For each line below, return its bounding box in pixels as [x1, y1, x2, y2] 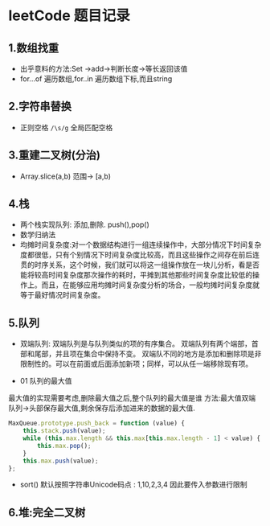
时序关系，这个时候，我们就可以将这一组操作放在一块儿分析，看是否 [34, 260, 260, 269]
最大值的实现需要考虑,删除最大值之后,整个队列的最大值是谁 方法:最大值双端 [8, 393, 256, 403]
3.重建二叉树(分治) [8, 149, 100, 162]
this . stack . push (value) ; [22, 427, 106, 435]
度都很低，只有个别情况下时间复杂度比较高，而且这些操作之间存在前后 [19, 250, 253, 260]
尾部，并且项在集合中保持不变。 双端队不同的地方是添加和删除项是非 [34, 349, 262, 359]
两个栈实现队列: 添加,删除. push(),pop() [19, 220, 150, 229]
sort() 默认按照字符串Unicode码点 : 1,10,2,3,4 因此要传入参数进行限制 [19, 479, 247, 490]
